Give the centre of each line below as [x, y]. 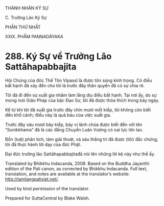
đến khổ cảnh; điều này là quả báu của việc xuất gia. [58, 115]
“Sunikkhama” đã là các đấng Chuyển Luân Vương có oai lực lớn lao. [74, 129]
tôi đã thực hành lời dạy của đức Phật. [43, 144]
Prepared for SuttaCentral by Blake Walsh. [47, 198]
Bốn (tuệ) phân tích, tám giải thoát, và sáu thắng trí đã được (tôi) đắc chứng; [82, 139]
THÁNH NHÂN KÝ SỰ [27, 8]
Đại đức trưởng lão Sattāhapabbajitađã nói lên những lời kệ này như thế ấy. [80, 154]
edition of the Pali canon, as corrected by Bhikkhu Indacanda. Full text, [76, 168]
